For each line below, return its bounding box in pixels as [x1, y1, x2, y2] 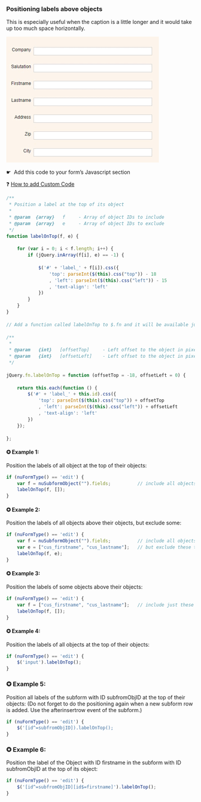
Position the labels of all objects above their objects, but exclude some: [6, 519, 181, 526]
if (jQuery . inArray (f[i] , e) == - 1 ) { [28, 252, 124, 258]
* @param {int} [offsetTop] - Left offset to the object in [8, 347, 184, 353]
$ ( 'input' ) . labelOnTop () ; [17, 659, 82, 665]
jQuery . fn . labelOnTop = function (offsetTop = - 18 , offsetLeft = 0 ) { [6, 372, 186, 378]
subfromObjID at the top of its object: [6, 765, 98, 773]
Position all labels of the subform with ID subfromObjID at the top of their [6, 694, 185, 701]
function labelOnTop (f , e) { [6, 233, 79, 239]
